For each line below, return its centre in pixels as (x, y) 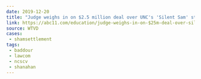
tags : (13, 45)
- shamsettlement (30, 39)
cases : (14, 34)
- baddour (21, 50)
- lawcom (20, 56)
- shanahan (22, 67)
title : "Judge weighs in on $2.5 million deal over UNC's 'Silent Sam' (97, 17)
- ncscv (18, 61)
